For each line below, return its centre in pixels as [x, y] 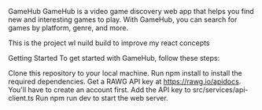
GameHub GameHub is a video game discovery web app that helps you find [131, 11]
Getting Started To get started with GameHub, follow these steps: [114, 58]
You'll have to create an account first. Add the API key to [100, 90]
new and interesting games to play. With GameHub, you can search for [123, 20]
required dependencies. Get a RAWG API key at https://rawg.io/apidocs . [125, 82]
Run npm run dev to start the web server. [101, 98]
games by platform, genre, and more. [68, 28]
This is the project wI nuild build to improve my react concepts [109, 43]
